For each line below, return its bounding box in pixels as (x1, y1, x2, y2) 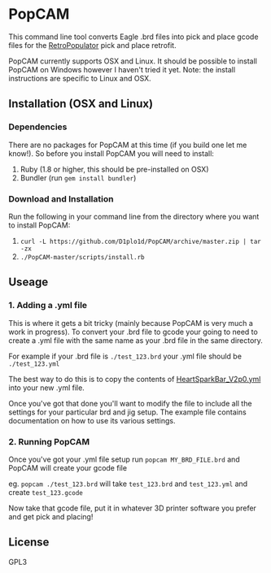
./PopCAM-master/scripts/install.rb (20, 253, 145, 261)
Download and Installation (8, 193, 114, 204)
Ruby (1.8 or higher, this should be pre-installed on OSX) (20, 164, 209, 174)
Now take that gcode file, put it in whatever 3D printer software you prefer (8, 503, 256, 513)
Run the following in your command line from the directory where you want (8, 211, 260, 221)
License (8, 536, 50, 549)
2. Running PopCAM (8, 436, 90, 447)
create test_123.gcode (8, 487, 83, 497)
